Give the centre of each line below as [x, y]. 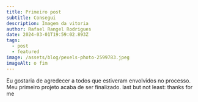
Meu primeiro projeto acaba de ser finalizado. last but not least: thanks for [100, 87]
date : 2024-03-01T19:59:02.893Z [47, 35]
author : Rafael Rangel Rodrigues [49, 29]
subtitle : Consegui [31, 18]
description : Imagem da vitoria [47, 23]
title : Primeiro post [34, 12]
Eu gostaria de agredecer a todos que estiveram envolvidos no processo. [99, 81]
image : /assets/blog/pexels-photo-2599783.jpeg [68, 57]
